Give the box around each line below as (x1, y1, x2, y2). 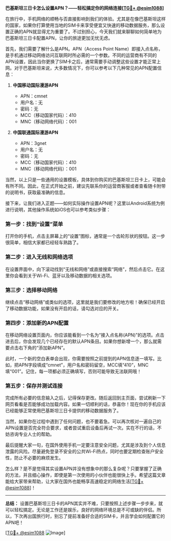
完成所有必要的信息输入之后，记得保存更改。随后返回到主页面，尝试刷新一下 (5, 395, 166, 401)
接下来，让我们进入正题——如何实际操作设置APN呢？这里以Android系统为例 (5, 200, 165, 206)
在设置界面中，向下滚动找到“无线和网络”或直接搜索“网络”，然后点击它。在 (5, 266, 160, 272)
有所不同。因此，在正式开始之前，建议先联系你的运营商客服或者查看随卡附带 (5, 183, 166, 189)
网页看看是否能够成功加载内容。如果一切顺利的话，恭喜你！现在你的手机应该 (5, 401, 166, 407)
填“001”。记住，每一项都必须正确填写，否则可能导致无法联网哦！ (5, 368, 141, 375)
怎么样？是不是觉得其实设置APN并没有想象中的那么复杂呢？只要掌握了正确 (5, 465, 162, 472)
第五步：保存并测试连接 (5, 382, 63, 389)
